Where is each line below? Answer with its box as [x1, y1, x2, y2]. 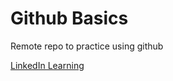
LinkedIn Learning [10, 59, 85, 71]
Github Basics [10, 7, 129, 30]
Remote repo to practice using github [10, 40, 164, 52]
